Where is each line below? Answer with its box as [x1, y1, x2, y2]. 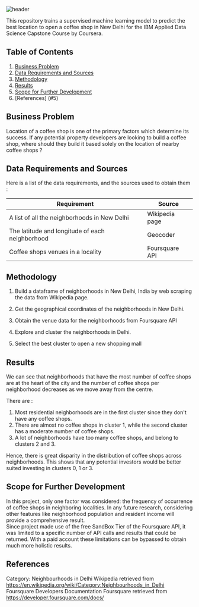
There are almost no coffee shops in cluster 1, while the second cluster [14, 421, 188, 428]
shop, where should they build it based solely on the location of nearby [6, 140, 179, 147]
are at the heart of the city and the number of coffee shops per [6, 380, 160, 387]
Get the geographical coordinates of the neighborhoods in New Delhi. [14, 305, 185, 312]
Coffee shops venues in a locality [9, 248, 102, 256]
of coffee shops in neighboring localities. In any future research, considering [6, 503, 193, 511]
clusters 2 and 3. [14, 440, 56, 448]
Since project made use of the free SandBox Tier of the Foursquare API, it [6, 522, 186, 530]
